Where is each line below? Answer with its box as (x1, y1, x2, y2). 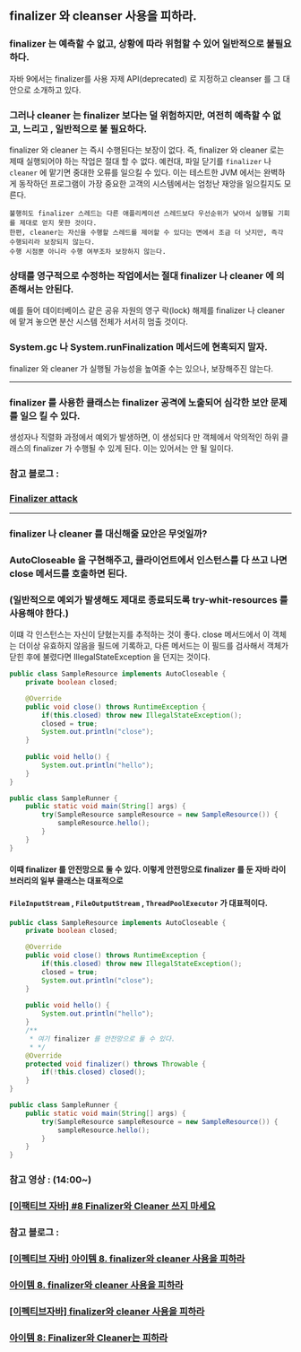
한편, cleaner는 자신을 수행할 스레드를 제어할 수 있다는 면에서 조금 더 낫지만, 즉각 (9, 228, 284, 237)
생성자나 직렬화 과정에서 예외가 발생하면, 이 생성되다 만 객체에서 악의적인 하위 (9, 432, 279, 442)
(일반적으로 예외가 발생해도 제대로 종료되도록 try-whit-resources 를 (9, 593, 288, 606)
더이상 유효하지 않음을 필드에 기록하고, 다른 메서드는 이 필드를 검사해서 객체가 (18, 641, 289, 651)
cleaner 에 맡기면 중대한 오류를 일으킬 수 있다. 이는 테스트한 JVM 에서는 (9, 167, 262, 178)
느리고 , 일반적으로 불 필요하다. (21, 122, 148, 135)
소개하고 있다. (32, 84, 82, 95)
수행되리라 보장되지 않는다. (9, 237, 96, 247)
